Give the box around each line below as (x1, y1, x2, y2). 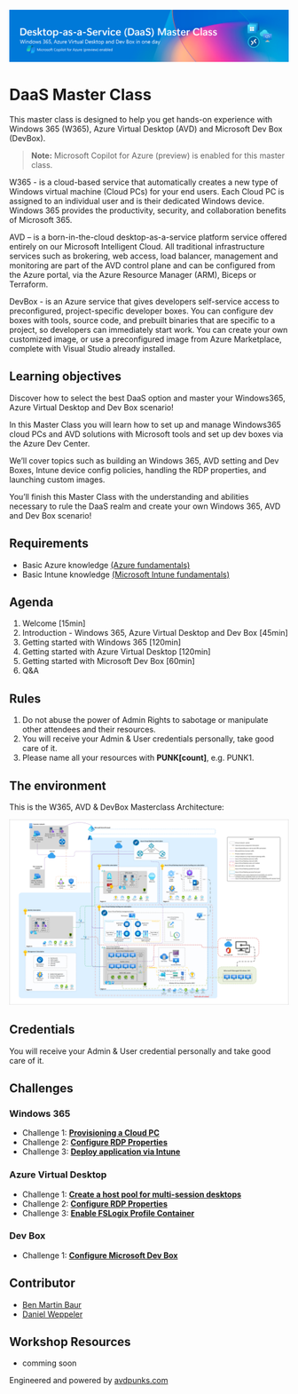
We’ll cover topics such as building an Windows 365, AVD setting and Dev (9, 455, 279, 466)
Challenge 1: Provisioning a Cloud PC (21, 1128, 160, 1138)
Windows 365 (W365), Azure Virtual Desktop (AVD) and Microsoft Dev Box (9, 123, 283, 134)
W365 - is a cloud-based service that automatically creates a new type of (9, 177, 278, 187)
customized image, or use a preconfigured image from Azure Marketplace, (9, 334, 282, 345)
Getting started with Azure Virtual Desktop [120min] (21, 646, 211, 657)
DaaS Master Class (9, 85, 153, 105)
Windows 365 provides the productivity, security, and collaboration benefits (9, 205, 286, 216)
